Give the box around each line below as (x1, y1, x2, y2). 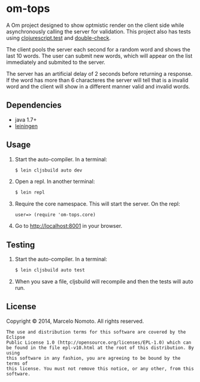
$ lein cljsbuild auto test (14, 267, 85, 273)
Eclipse (6, 334, 26, 340)
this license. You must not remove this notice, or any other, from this (6, 365, 195, 372)
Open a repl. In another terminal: (14, 178, 95, 185)
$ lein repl (14, 190, 45, 195)
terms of (6, 360, 28, 366)
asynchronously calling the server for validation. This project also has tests (6, 27, 191, 35)
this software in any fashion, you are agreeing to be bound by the (6, 355, 181, 361)
